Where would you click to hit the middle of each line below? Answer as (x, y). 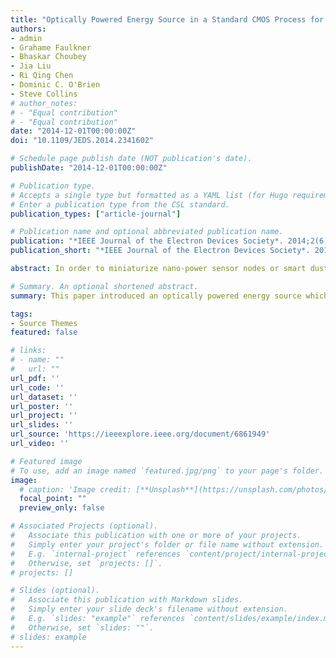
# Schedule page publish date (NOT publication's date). (131, 159)
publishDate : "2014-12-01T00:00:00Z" (89, 168)
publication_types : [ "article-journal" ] (96, 214)
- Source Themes (44, 323)
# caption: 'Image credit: (75, 489)
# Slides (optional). (55, 591)
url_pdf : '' (35, 378)
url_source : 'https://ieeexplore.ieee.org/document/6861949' (140, 434)
